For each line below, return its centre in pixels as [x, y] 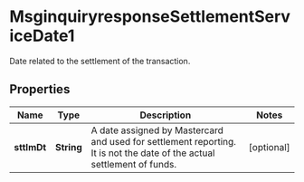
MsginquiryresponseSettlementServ [150, 17]
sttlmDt [30, 147]
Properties [40, 89]
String [69, 147]
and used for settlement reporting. [164, 141]
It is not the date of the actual [153, 153]
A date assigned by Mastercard [157, 130]
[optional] [269, 147]
